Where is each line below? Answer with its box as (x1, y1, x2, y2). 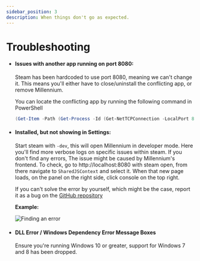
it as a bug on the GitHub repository (14, 192, 103, 199)
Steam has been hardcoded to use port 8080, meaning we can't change (14, 73, 192, 81)
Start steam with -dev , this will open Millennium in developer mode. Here (14, 142, 193, 149)
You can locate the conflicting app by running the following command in (14, 98, 192, 105)
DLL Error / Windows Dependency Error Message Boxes (14, 229, 156, 236)
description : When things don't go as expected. (6, 14, 130, 20)
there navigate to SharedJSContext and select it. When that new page (14, 167, 184, 174)
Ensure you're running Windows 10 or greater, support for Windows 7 (14, 242, 186, 249)
